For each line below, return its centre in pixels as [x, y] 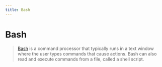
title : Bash [18, 10]
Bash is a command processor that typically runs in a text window [86, 48]
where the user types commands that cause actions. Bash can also [87, 53]
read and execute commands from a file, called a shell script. [81, 59]
